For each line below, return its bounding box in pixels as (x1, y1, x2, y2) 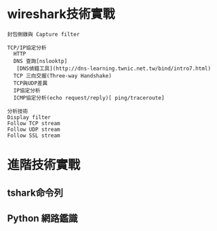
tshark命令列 (7, 187, 64, 198)
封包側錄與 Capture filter (7, 30, 80, 38)
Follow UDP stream (7, 126, 60, 133)
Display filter (7, 113, 51, 121)
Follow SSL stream (7, 132, 60, 139)
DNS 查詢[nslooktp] (13, 57, 68, 64)
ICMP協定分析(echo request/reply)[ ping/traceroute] (13, 94, 165, 101)
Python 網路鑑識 (7, 212, 78, 224)
